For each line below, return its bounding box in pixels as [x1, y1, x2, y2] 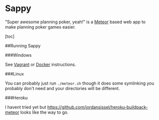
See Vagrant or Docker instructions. [5, 61, 76, 67]
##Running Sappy [5, 43, 41, 48]
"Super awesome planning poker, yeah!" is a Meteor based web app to [5, 19, 146, 25]
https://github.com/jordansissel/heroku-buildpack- [47, 104, 148, 110]
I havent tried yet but [5, 104, 46, 110]
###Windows [5, 52, 32, 58]
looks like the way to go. [20, 109, 69, 115]
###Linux [5, 71, 24, 76]
